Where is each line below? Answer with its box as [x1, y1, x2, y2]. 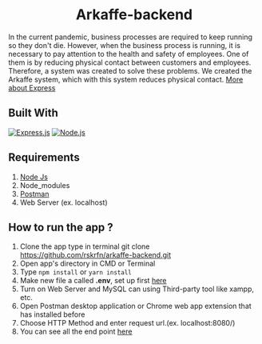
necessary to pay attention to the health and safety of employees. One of [8, 49, 249, 58]
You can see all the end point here [19, 326, 133, 337]
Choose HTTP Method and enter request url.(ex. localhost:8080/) [19, 318, 236, 328]
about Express [8, 82, 56, 93]
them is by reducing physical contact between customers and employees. [8, 58, 252, 67]
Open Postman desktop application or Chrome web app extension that [19, 302, 252, 311]
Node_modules [19, 180, 70, 190]
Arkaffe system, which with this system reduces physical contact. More [8, 74, 244, 84]
